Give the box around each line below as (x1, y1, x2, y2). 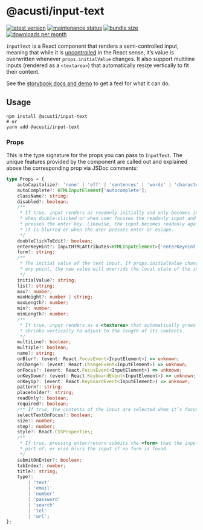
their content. (6, 68, 40, 75)
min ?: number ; (17, 305, 53, 312)
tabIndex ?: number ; (17, 462, 66, 469)
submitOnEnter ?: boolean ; (17, 457, 83, 463)
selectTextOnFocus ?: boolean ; (17, 412, 94, 418)
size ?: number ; (17, 418, 56, 424)
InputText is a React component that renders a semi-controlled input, (6, 42, 179, 50)
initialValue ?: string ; (17, 277, 77, 283)
